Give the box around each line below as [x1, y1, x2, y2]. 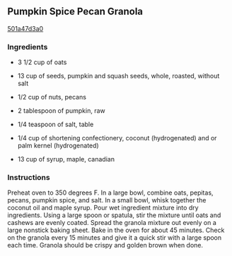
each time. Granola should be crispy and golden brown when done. [7, 241, 204, 250]
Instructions [7, 173, 51, 183]
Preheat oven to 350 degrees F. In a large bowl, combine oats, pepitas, [7, 188, 214, 197]
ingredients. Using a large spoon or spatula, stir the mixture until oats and [7, 211, 221, 219]
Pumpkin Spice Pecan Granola [7, 6, 144, 18]
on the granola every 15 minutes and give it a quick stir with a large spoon [7, 233, 222, 242]
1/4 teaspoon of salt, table [17, 120, 94, 129]
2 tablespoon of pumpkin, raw [17, 106, 105, 115]
